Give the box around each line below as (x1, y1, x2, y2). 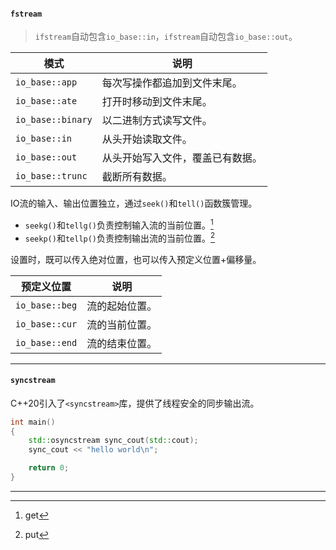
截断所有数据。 (101, 170, 173, 184)
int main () (10, 417, 56, 427)
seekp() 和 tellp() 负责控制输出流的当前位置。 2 (24, 230, 216, 244)
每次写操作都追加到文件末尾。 (101, 76, 243, 90)
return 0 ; (28, 463, 70, 473)
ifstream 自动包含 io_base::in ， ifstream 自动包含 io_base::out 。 (34, 31, 298, 43)
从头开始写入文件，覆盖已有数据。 (101, 151, 263, 165)
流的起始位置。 (86, 299, 158, 313)
